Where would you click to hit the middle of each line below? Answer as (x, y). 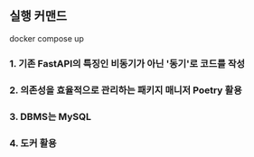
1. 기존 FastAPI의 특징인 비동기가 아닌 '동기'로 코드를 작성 (127, 63)
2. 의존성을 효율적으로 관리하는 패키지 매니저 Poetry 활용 (126, 90)
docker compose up (47, 38)
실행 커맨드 (38, 16)
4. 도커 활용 (33, 143)
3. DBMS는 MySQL (51, 116)
